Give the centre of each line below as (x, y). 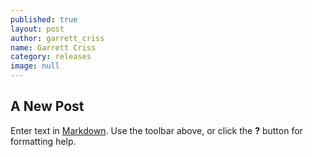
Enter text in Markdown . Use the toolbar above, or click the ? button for (156, 130)
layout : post (37, 29)
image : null (35, 66)
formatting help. (43, 141)
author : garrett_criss (57, 38)
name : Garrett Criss (53, 47)
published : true (44, 19)
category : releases (51, 57)
